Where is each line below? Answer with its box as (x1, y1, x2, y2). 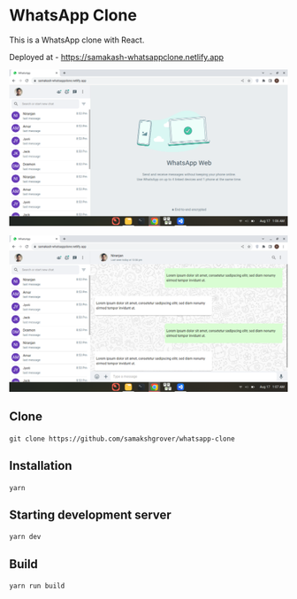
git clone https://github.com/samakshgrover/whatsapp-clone (9, 434, 236, 443)
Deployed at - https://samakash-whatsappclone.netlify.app (9, 51, 224, 62)
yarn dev (9, 533, 42, 541)
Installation (9, 458, 72, 473)
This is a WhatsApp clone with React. (9, 35, 145, 45)
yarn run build (9, 581, 65, 591)
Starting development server (9, 507, 172, 522)
